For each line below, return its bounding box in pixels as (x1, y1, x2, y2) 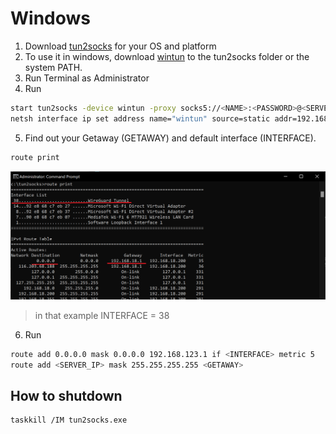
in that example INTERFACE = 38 (34, 309, 170, 321)
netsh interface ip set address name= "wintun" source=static (10, 113, 271, 124)
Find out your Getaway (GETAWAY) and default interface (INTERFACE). (24, 132, 317, 144)
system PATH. (24, 61, 83, 73)
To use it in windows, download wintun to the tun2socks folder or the (24, 50, 310, 62)
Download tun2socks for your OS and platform (24, 40, 217, 52)
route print (10, 152, 60, 162)
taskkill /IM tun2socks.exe (10, 415, 128, 426)
